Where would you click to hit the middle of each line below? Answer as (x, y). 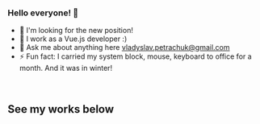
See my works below (61, 109)
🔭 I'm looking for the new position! (76, 31)
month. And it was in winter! (66, 68)
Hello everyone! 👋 (43, 13)
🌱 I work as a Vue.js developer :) (73, 39)
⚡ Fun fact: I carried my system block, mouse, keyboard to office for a (135, 56)
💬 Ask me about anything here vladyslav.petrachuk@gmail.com (125, 48)
